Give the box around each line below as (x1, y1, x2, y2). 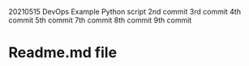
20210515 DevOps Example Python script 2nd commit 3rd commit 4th (8, 7, 242, 16)
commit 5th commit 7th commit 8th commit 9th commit (8, 15, 192, 25)
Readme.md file (8, 43, 118, 62)
